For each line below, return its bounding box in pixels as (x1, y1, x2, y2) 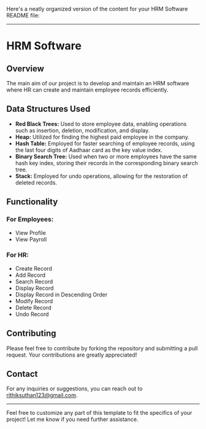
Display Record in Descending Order (15, 291, 108, 298)
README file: (6, 12, 40, 19)
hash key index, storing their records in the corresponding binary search (15, 159, 198, 166)
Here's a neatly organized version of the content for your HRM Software (6, 6, 188, 12)
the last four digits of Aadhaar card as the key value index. (15, 146, 163, 153)
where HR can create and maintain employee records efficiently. (6, 86, 169, 93)
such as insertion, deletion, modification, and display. (15, 126, 150, 134)
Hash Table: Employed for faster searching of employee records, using (15, 139, 195, 147)
